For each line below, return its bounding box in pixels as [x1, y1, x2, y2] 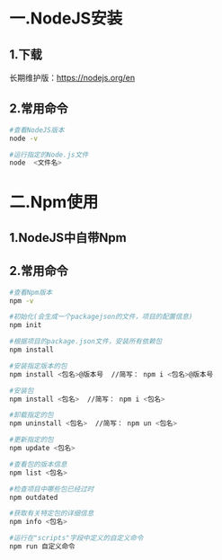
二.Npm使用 [9, 191, 99, 212]
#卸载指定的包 [9, 411, 54, 420]
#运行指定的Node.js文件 [9, 150, 89, 159]
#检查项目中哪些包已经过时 [9, 484, 94, 493]
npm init [9, 321, 42, 330]
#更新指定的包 [9, 435, 54, 445]
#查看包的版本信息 [9, 459, 67, 468]
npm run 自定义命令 [9, 542, 75, 551]
